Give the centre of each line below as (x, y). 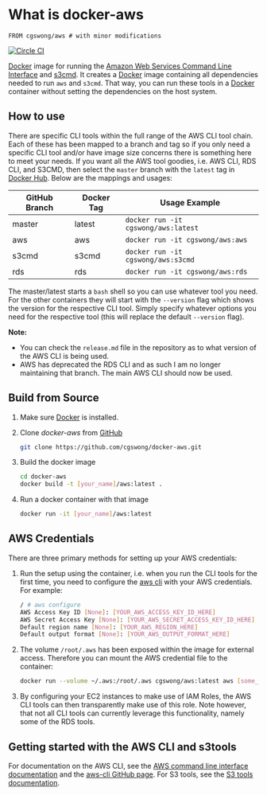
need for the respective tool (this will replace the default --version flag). (126, 317)
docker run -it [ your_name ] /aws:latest (86, 514)
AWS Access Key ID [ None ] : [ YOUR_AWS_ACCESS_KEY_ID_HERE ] (118, 612)
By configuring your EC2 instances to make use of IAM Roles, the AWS (135, 696)
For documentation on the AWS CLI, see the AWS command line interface (128, 766)
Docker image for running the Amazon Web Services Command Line (120, 66)
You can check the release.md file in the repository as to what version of (138, 347)
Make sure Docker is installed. (69, 417)
